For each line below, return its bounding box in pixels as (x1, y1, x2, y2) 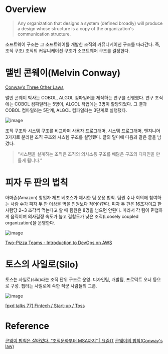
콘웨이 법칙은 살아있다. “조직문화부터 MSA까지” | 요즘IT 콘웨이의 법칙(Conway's (5, 337, 163, 343)
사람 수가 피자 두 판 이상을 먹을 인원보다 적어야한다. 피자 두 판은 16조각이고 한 (10, 201, 162, 207)
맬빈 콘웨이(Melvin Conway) (5, 67, 121, 79)
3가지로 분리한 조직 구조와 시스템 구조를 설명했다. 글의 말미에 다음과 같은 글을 (5, 134, 156, 140)
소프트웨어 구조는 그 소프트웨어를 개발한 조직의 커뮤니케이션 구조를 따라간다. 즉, (5, 41, 160, 47)
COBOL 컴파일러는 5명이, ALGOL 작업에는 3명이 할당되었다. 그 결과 (14, 101, 147, 107)
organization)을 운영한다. (5, 219, 56, 225)
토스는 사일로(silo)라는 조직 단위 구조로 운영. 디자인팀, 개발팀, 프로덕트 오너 (5, 276, 152, 282)
